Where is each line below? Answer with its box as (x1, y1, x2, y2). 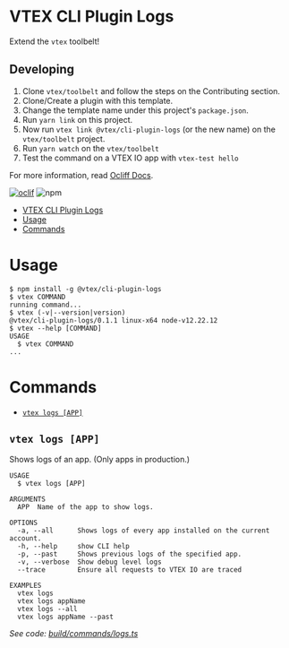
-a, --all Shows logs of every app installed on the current (17, 526, 270, 535)
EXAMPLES (9, 581, 42, 591)
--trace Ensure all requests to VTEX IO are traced (17, 566, 242, 575)
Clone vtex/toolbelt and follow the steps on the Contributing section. (21, 85, 280, 96)
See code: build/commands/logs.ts (9, 628, 139, 639)
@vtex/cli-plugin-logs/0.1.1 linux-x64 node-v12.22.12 (9, 315, 218, 324)
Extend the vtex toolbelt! (9, 36, 100, 47)
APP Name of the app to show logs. (17, 503, 154, 512)
